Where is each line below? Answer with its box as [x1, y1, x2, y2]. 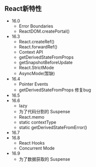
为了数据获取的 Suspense [19, 156, 70, 162]
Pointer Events [19, 81, 48, 87]
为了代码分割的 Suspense [19, 108, 70, 114]
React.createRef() [19, 39, 55, 44]
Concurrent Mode [19, 145, 55, 151]
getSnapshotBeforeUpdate [19, 59, 73, 65]
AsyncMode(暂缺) [19, 70, 55, 76]
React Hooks [19, 140, 45, 146]
